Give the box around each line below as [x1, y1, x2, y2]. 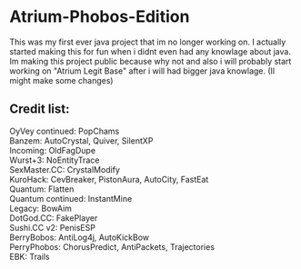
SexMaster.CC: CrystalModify [9, 164, 121, 174]
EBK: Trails [9, 251, 50, 262]
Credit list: [9, 102, 70, 117]
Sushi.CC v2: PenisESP [9, 222, 95, 233]
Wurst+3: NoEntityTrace [9, 154, 100, 165]
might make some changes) [9, 75, 114, 85]
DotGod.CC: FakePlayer [9, 212, 98, 224]
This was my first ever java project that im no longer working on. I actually [9, 36, 286, 47]
